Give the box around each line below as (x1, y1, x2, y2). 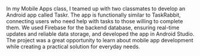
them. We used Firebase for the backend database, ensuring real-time (6, 24, 180, 31)
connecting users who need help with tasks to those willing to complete (6, 18, 183, 24)
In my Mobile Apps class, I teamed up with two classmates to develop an (6, 5, 186, 12)
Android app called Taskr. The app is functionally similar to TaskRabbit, (6, 11, 181, 18)
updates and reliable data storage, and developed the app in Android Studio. (6, 30, 195, 38)
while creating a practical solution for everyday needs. (6, 43, 141, 50)
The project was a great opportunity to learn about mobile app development (6, 37, 193, 43)
